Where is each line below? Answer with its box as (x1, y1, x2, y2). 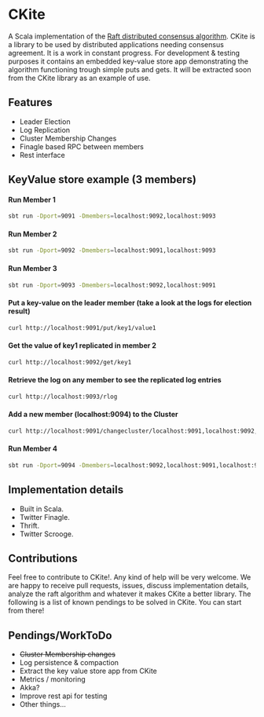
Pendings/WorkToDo (8, 628, 112, 642)
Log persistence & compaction (19, 658, 119, 668)
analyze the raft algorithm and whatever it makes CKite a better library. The (8, 589, 251, 598)
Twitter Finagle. (19, 512, 71, 521)
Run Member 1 (8, 195, 57, 204)
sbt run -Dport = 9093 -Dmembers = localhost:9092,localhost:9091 (8, 281, 216, 289)
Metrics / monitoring (19, 675, 86, 684)
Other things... (19, 700, 67, 709)
